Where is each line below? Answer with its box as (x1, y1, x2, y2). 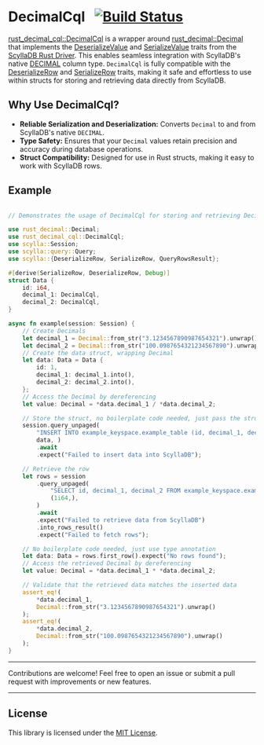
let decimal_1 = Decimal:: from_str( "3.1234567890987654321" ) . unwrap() (22, 334, 258, 342)
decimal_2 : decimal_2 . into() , (36, 378, 135, 387)
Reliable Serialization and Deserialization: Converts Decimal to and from (19, 119, 256, 129)
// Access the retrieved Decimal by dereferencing (22, 560, 192, 567)
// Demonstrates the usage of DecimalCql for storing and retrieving (8, 211, 241, 219)
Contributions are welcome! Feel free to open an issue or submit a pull (8, 668, 236, 677)
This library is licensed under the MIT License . (8, 728, 158, 737)
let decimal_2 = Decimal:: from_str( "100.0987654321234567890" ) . (22, 342, 237, 350)
